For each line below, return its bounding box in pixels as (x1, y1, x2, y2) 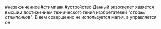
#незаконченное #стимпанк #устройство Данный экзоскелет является (5, 4, 154, 10)
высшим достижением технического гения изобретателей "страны (5, 9, 146, 15)
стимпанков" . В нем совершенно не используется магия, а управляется (5, 14, 157, 20)
